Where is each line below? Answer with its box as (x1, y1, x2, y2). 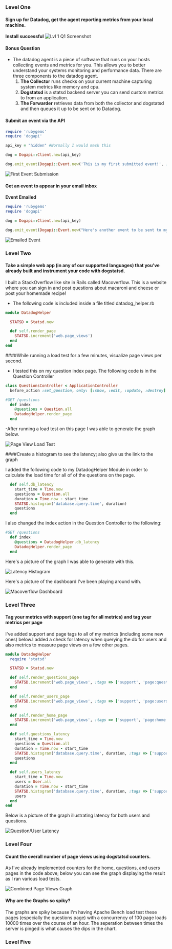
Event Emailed (5, 194, 37, 200)
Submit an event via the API (5, 117, 66, 124)
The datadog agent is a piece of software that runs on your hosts (12, 57, 150, 63)
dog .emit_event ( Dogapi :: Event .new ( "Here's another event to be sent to (5, 227, 161, 233)
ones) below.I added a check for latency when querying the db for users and (5, 636, 167, 642)
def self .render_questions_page (10, 675, 79, 680)
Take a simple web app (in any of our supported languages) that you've (5, 262, 160, 269)
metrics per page (5, 619, 42, 626)
